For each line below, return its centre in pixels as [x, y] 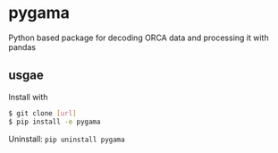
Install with [28, 97]
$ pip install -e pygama [55, 122]
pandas [22, 47]
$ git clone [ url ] [42, 113]
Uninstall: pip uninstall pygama [67, 139]
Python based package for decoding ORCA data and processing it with [139, 38]
